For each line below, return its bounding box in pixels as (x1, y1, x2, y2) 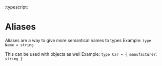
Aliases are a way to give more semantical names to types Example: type (5, 37, 151, 43)
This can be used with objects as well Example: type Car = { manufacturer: (5, 51, 158, 57)
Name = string (5, 43, 34, 47)
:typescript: (5, 4, 28, 10)
